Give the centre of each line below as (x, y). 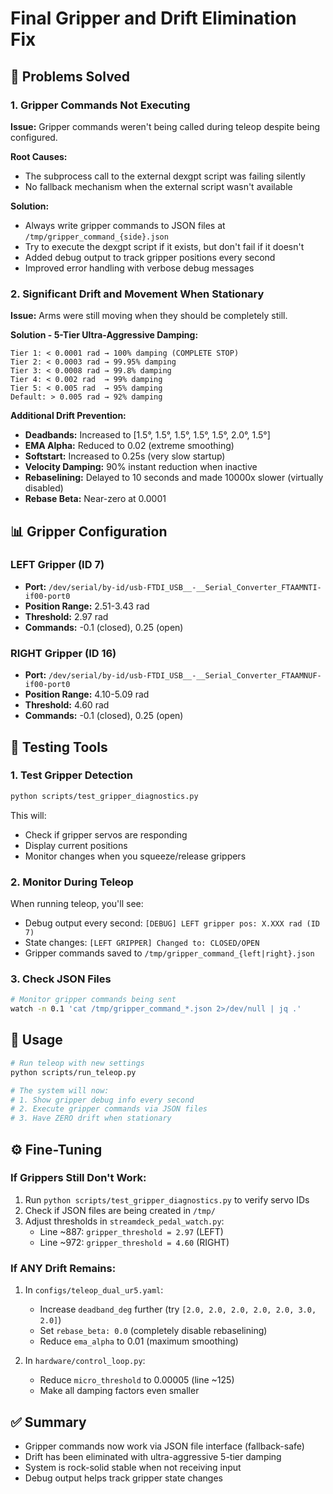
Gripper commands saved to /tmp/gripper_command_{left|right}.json (169, 953)
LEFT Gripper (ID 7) (57, 565)
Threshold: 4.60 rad (67, 705)
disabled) (44, 488)
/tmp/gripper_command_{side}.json (96, 237)
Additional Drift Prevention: (68, 416)
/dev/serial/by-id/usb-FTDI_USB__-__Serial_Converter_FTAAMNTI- (185, 587)
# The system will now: (60, 1090)
